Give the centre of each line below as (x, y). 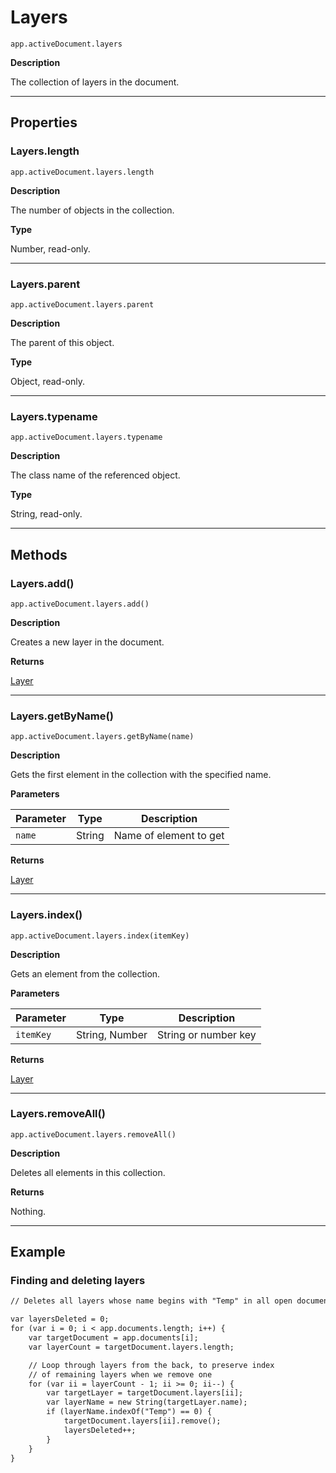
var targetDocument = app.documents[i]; (113, 1338)
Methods (39, 554)
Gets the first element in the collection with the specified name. (141, 775)
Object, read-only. (47, 381)
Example (38, 1252)
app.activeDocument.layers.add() (80, 604)
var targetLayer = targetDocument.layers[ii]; (145, 1393)
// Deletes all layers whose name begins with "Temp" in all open (151, 1301)
